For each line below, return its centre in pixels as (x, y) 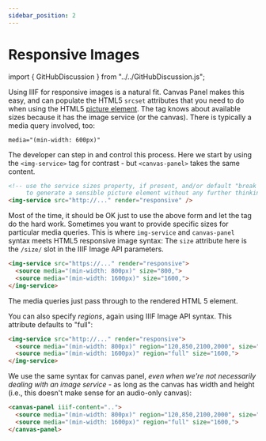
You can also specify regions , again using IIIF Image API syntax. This (120, 316)
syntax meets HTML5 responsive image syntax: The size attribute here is (127, 241)
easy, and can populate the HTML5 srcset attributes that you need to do (126, 100)
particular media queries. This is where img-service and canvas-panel (122, 232)
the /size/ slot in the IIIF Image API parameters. (86, 249)
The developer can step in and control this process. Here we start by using (130, 154)
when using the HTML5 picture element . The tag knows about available (125, 108)
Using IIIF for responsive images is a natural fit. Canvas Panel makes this (127, 92)
